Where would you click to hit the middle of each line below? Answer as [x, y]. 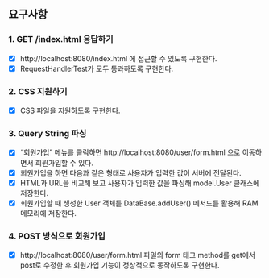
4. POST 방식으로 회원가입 [57, 236]
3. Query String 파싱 [48, 134]
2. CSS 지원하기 [38, 91]
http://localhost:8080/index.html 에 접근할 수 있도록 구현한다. [118, 58]
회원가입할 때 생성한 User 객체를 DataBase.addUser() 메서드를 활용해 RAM [139, 203]
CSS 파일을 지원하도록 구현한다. [70, 110]
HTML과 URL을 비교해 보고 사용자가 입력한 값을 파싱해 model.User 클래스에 [140, 183]
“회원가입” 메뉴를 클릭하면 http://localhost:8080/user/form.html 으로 [130, 152]
